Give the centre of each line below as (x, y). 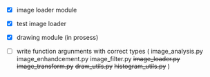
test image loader (41, 24)
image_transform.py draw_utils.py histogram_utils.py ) (93, 66)
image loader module (47, 10)
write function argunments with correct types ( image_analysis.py (109, 52)
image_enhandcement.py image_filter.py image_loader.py (98, 59)
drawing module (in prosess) (57, 38)
